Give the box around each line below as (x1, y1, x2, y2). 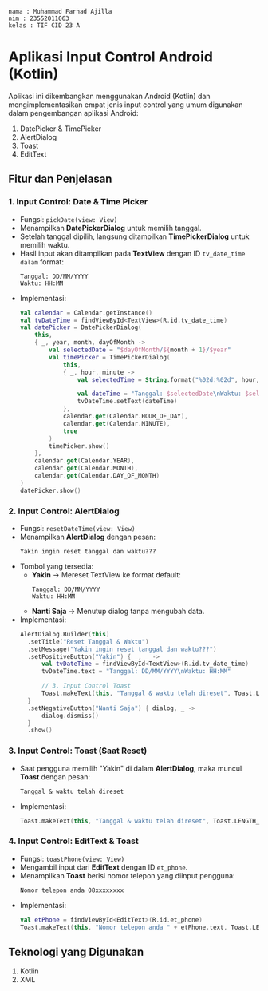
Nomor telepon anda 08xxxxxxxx (19, 886, 124, 894)
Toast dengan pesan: (19, 771, 90, 782)
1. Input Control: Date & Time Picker (8, 196, 148, 208)
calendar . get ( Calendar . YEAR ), (34, 457, 135, 465)
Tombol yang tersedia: (19, 561, 94, 571)
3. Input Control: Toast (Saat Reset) (8, 745, 148, 756)
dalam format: (19, 256, 64, 267)
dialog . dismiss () (41, 712, 100, 719)
